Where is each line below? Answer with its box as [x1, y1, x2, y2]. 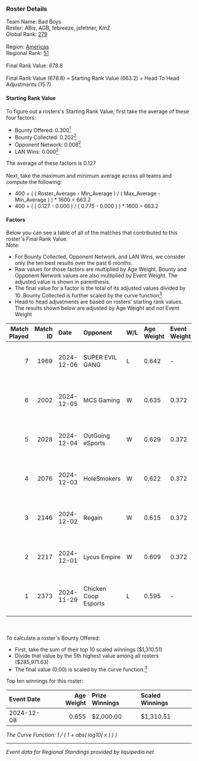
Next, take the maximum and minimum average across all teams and [6, 172, 172, 179]
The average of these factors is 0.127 [6, 160, 96, 167]
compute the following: [6, 179, 62, 186]
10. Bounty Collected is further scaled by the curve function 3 [14, 291, 162, 299]
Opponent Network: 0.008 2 [14, 140, 81, 148]
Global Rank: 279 [6, 31, 48, 38]
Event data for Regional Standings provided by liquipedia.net [6, 748, 154, 755]
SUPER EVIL [83, 353, 117, 361]
